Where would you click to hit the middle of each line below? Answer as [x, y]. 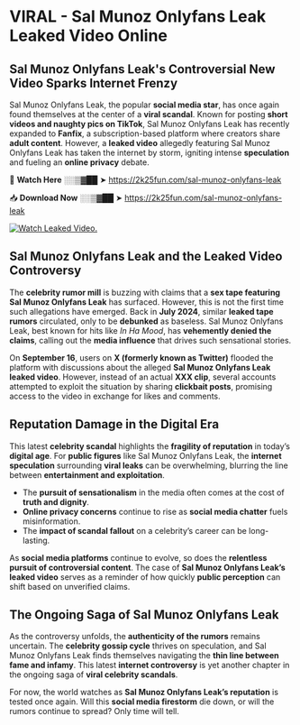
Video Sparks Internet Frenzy [94, 83]
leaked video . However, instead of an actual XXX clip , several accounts [143, 377]
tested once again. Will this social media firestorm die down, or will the [142, 702]
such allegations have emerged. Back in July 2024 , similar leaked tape [141, 311]
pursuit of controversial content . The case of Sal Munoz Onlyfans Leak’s [147, 567]
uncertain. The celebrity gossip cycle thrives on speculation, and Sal [138, 646]
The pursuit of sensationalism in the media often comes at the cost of [154, 492]
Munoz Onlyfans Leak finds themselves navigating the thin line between [144, 656]
